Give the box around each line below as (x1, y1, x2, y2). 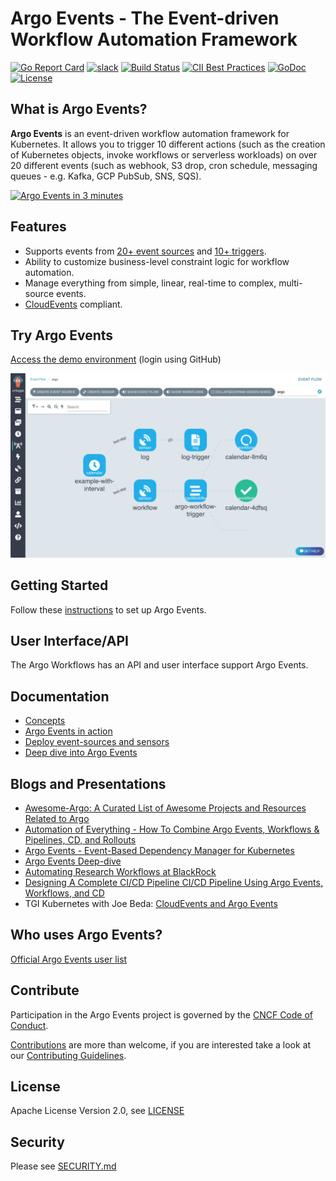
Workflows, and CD (24, 887, 105, 899)
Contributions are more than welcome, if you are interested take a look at (10, 1038, 312, 1051)
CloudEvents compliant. (24, 298, 123, 310)
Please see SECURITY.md (10, 1160, 117, 1172)
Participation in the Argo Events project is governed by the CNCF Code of (10, 1008, 314, 1021)
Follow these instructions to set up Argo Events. (10, 603, 207, 616)
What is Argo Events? (10, 101, 148, 118)
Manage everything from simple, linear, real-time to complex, (24, 277, 277, 289)
